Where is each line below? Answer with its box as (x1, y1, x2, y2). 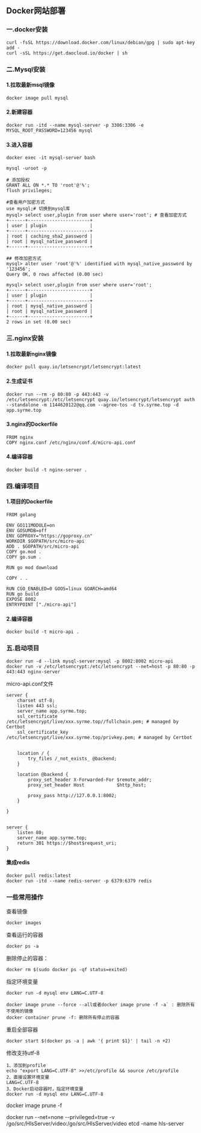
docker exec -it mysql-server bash (6, 155, 96, 161)
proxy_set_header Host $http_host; (28, 782, 147, 788)
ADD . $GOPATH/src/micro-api (6, 544, 79, 550)
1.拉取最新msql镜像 (6, 81, 55, 89)
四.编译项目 (6, 482, 40, 490)
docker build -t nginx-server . (6, 467, 87, 473)
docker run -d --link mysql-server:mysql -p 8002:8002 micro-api (6, 658, 173, 664)
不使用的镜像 (6, 1008, 34, 1015)
